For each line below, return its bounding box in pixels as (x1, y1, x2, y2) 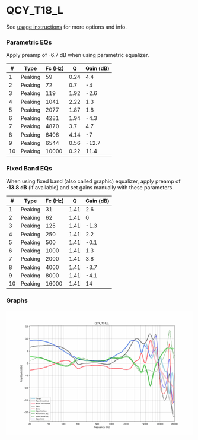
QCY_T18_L (6, 4, 63, 17)
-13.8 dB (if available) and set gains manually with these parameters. (6, 184, 174, 191)
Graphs (6, 296, 28, 305)
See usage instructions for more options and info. (6, 23, 127, 30)
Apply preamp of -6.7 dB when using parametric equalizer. (6, 52, 149, 59)
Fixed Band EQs (6, 164, 52, 172)
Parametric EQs (6, 38, 52, 46)
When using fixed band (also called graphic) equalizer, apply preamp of (6, 178, 181, 185)
